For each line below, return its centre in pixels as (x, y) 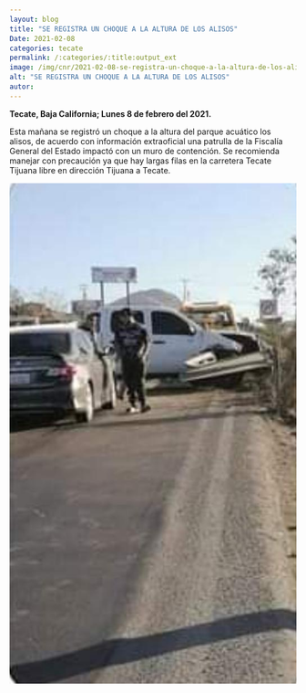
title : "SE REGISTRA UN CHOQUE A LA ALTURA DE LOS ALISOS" (124, 29)
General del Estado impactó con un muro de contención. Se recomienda (145, 151)
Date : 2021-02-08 (42, 38)
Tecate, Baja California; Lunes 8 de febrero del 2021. (111, 113)
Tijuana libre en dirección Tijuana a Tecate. (90, 170)
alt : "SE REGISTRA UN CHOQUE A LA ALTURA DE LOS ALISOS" (120, 78)
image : (22, 68)
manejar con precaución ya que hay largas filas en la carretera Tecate (140, 161)
